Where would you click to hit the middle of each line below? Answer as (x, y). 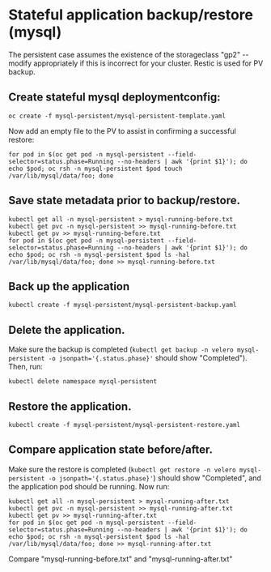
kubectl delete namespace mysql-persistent (83, 382)
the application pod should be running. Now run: (89, 486)
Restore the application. (70, 406)
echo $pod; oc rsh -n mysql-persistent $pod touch (95, 169)
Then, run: (25, 367)
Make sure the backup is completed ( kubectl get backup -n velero (121, 349)
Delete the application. (67, 330)
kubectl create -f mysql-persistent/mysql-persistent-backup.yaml (123, 305)
